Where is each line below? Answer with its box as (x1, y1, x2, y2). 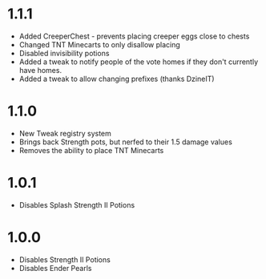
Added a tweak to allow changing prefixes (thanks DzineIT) (18, 74, 215, 83)
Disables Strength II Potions (18, 254, 111, 265)
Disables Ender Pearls (18, 263, 92, 273)
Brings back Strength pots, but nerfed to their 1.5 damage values (18, 137, 233, 147)
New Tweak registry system (18, 128, 111, 138)
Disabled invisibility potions (18, 48, 110, 58)
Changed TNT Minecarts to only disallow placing (18, 39, 181, 49)
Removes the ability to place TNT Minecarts (18, 145, 164, 155)
